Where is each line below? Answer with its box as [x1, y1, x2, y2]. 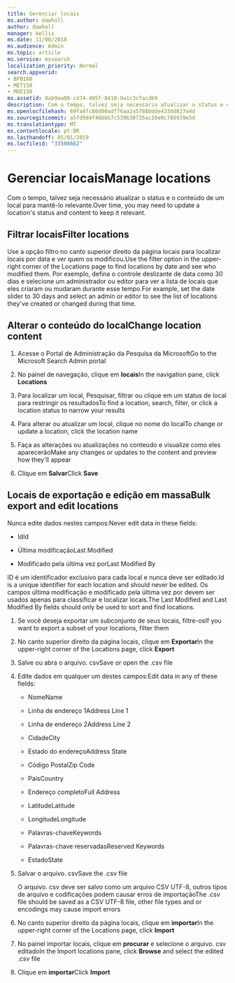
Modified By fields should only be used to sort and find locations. [7, 602, 195, 611]
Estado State [27, 855, 63, 864]
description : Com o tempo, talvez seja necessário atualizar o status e [7, 101, 224, 108]
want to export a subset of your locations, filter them [17, 623, 169, 632]
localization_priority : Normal [7, 62, 99, 69]
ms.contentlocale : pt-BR [7, 127, 80, 134]
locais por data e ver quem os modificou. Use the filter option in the [7, 255, 201, 263]
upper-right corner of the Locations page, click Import [17, 926, 175, 934]
